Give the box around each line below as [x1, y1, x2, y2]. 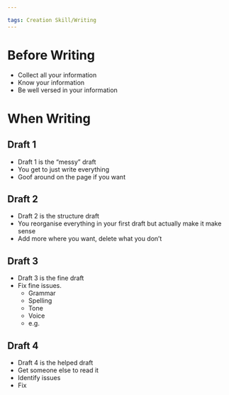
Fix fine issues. [17, 282, 62, 290]
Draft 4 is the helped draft [17, 359, 94, 367]
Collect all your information [17, 70, 97, 79]
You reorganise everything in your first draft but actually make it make [17, 219, 222, 228]
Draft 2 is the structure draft [17, 212, 99, 221]
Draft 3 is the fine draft [17, 274, 84, 282]
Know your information [17, 78, 85, 87]
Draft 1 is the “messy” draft [17, 157, 96, 166]
